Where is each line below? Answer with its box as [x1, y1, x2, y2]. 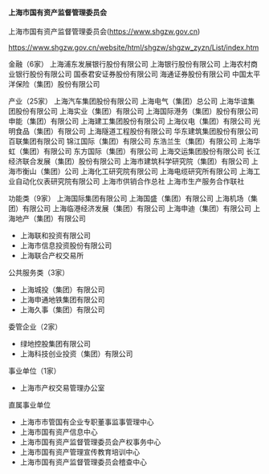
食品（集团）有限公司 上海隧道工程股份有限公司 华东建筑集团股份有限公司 [14, 127, 259, 136]
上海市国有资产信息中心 [19, 427, 98, 437]
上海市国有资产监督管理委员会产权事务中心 [19, 437, 161, 447]
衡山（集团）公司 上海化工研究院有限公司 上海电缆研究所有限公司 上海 [22, 167, 254, 176]
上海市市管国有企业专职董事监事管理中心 [19, 417, 154, 427]
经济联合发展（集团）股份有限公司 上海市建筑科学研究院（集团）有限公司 [8, 156, 250, 166]
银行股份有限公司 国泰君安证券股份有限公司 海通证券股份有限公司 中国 [14, 69, 247, 79]
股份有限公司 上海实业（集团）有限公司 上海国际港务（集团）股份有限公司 [14, 107, 259, 116]
